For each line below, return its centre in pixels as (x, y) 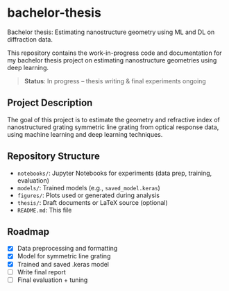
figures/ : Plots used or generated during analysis (88, 195)
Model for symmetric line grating (64, 256)
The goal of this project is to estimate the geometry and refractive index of (114, 119)
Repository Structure (54, 157)
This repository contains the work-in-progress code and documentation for (114, 53)
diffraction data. (30, 39)
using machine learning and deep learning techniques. (85, 134)
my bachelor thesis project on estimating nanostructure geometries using (112, 60)
